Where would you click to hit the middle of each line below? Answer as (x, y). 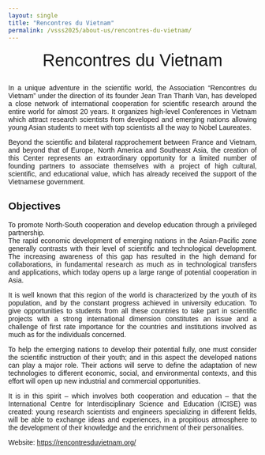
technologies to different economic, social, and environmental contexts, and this (132, 373)
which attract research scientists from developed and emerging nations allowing (132, 119)
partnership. (26, 233)
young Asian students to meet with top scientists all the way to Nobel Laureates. (130, 127)
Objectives (35, 206)
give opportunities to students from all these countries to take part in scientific (132, 311)
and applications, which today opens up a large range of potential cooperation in (132, 272)
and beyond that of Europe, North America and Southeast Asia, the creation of (132, 150)
